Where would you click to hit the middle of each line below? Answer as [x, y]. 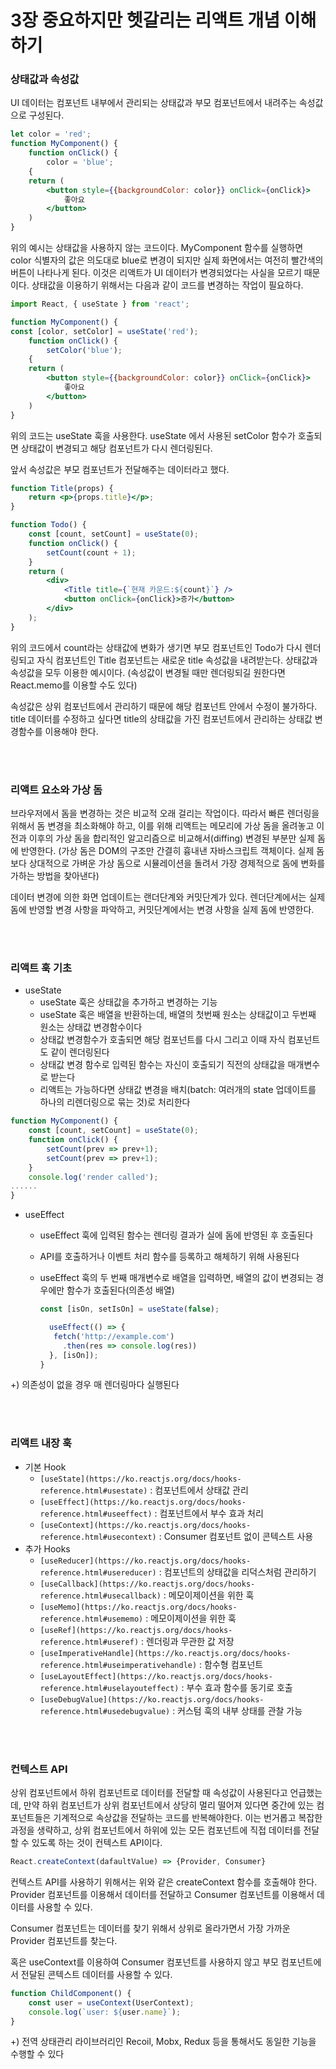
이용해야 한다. [71, 731]
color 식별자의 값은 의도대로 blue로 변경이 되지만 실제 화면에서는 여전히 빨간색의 [167, 260]
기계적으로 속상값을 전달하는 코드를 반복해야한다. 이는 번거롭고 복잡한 [188, 1818]
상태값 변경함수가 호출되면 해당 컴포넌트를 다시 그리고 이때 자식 [162, 1040]
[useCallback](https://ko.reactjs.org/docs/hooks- [147, 1584]
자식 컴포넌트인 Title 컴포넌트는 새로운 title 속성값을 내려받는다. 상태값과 [177, 660]
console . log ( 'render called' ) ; [93, 1177]
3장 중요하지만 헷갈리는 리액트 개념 [145, 20]
